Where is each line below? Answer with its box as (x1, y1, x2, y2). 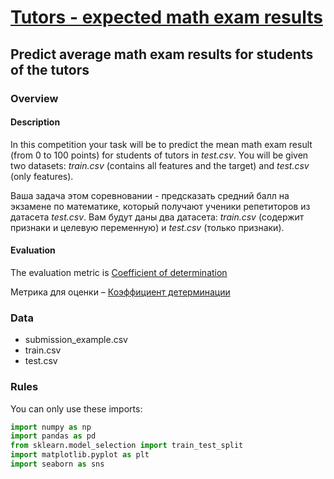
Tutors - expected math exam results (10, 6, 323, 29)
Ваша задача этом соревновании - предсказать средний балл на (10, 189, 290, 201)
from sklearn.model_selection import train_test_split (10, 441, 244, 451)
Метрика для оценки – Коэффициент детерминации (10, 286, 231, 298)
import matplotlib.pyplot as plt (10, 450, 150, 460)
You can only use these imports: (10, 402, 143, 415)
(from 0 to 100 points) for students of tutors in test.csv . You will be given (10, 149, 309, 161)
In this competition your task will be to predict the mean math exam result (10, 138, 313, 150)
